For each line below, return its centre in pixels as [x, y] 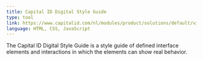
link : [13, 23]
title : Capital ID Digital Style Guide [56, 12]
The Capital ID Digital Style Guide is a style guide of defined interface [93, 46]
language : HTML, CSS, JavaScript [48, 28]
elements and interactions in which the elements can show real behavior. [97, 52]
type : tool [20, 17]
